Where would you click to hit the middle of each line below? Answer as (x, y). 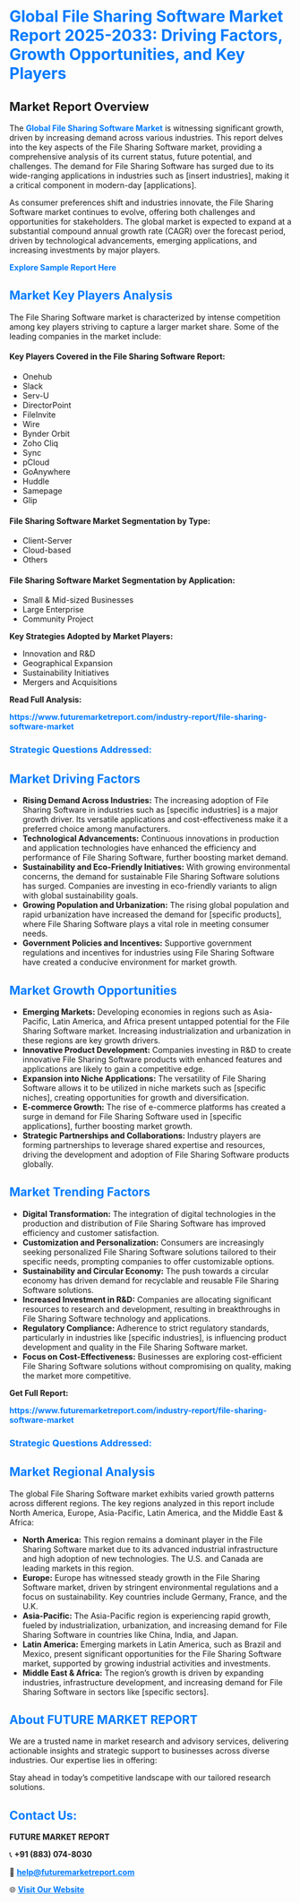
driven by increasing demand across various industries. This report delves (146, 137)
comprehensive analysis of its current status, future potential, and (131, 157)
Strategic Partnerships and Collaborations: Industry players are (141, 1136)
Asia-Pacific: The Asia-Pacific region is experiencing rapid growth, (146, 1616)
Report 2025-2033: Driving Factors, (146, 35)
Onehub (37, 377)
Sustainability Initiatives (66, 673)
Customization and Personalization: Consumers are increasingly (143, 1242)
